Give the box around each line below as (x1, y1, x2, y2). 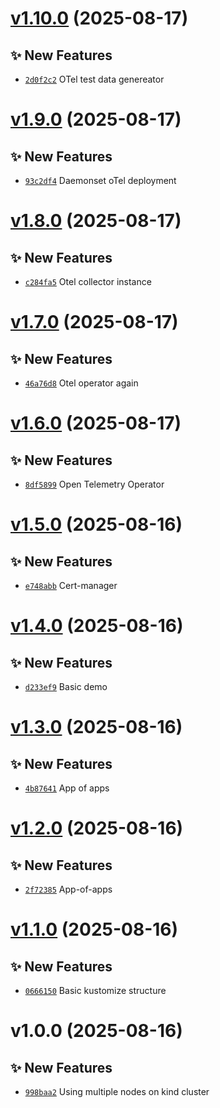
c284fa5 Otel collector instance (24, 276, 152, 287)
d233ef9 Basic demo (24, 681, 108, 692)
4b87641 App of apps (24, 782, 110, 794)
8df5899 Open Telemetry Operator (24, 478, 165, 490)
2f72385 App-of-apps (24, 883, 113, 895)
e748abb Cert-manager (24, 580, 118, 591)
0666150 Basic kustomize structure (24, 985, 167, 996)
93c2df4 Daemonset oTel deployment (24, 175, 177, 186)
